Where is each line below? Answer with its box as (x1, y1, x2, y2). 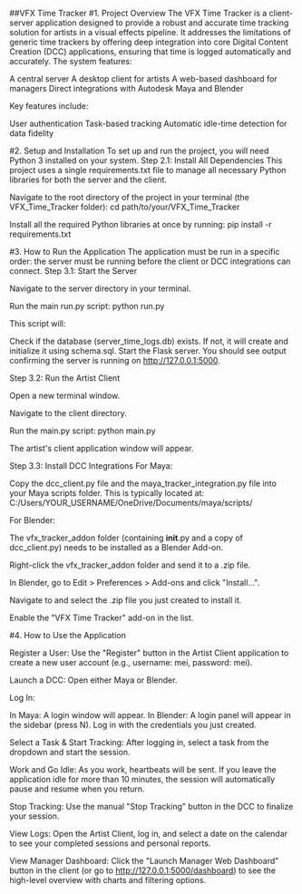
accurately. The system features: (9, 56, 132, 66)
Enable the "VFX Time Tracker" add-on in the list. (9, 612, 194, 623)
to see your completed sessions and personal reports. (9, 838, 211, 849)
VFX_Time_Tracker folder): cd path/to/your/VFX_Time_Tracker (9, 201, 240, 212)
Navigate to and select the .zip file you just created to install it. (9, 595, 242, 606)
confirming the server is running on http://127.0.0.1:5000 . (9, 355, 220, 365)
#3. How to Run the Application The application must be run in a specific (9, 247, 280, 257)
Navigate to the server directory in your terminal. (9, 283, 191, 294)
